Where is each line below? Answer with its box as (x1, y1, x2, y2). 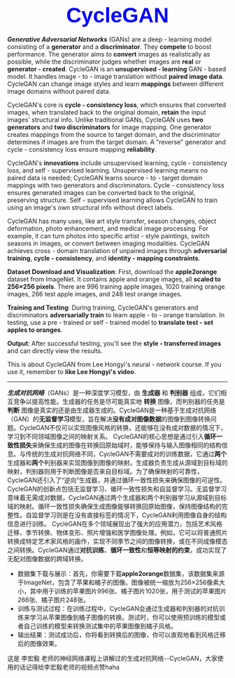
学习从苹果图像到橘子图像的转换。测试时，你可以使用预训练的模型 (29, 613, 220, 621)
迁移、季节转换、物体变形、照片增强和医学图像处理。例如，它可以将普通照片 (7, 528, 228, 537)
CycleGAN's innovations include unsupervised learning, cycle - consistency (7, 159, 227, 167)
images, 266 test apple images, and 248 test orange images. (7, 289, 183, 298)
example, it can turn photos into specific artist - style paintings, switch (7, 231, 210, 240)
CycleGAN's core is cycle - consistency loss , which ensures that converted (7, 101, 227, 109)
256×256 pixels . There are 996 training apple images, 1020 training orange (7, 282, 225, 291)
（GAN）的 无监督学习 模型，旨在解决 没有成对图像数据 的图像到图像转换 (7, 414, 211, 423)
